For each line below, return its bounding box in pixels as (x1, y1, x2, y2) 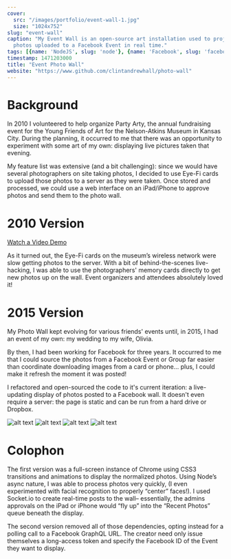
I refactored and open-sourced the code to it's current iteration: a (7, 383, 192, 391)
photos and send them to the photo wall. (7, 192, 122, 200)
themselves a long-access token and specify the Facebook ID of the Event (7, 537, 218, 545)
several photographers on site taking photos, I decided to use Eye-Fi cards (7, 170, 219, 178)
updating (7, 391, 33, 399)
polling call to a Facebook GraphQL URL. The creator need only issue (7, 529, 203, 538)
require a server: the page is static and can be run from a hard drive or (7, 398, 207, 406)
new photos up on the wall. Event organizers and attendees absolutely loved (7, 273, 223, 282)
